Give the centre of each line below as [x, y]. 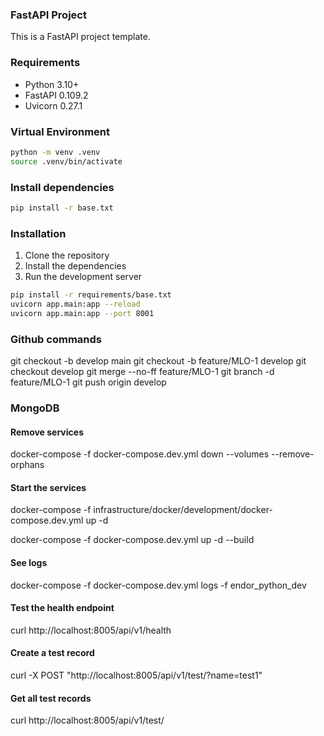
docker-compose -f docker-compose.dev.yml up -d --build [132, 540]
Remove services [47, 432]
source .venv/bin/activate [66, 161]
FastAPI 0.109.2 [56, 95]
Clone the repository [67, 255]
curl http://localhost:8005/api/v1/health [91, 630]
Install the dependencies [75, 266]
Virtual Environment [60, 131]
